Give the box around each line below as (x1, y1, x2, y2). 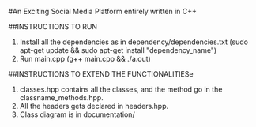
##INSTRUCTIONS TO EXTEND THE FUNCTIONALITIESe (8, 69, 194, 78)
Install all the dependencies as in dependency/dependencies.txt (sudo (19, 37, 249, 47)
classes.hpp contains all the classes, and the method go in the (19, 84, 223, 94)
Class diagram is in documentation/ (19, 110, 136, 119)
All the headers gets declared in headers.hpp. (19, 102, 169, 110)
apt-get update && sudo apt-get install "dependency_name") (19, 46, 217, 54)
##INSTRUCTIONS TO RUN (8, 22, 97, 31)
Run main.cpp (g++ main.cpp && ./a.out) (19, 54, 152, 63)
